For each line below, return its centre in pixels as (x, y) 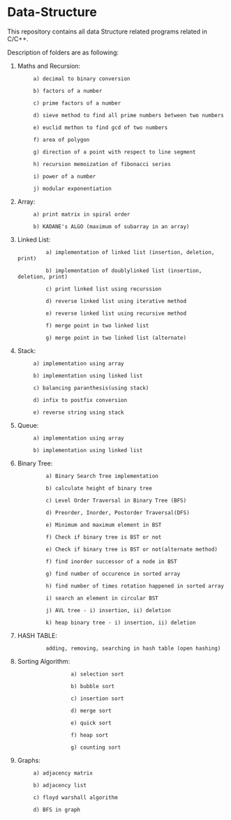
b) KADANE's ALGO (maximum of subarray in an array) (111, 226)
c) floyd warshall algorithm (75, 797)
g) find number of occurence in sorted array (113, 574)
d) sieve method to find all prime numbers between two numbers (129, 115)
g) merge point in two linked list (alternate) (116, 338)
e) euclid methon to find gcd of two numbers (100, 127)
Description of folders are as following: (63, 52)
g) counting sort (96, 747)
